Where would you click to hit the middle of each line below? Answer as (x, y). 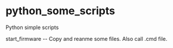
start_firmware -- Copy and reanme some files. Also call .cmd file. (86, 39)
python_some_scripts (61, 11)
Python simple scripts (32, 27)
